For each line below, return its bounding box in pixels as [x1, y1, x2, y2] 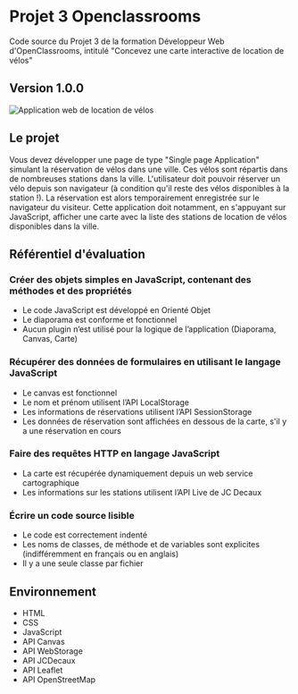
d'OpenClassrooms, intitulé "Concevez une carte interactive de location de [9, 45, 285, 55]
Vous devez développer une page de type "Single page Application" [9, 154, 261, 165]
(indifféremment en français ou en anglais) [21, 548, 179, 560]
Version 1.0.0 [9, 80, 85, 96]
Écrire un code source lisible [9, 509, 136, 521]
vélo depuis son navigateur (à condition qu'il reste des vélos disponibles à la [9, 182, 290, 193]
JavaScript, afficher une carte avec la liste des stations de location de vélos [9, 211, 287, 222]
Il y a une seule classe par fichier [21, 558, 145, 569]
